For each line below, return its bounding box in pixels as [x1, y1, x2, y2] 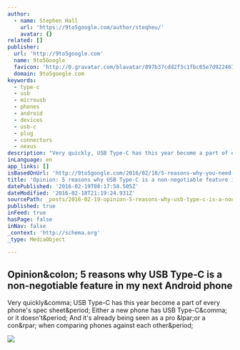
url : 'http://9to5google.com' [14, 51, 104, 58]
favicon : [14, 63, 40, 71]
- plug [14, 130, 34, 137]
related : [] [7, 37, 43, 44]
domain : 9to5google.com [14, 70, 84, 77]
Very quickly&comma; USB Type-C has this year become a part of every [7, 299, 220, 307]
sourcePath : [7, 196, 43, 203]
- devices [14, 116, 43, 123]
